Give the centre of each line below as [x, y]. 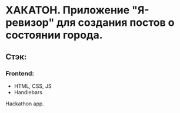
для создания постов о [115, 23]
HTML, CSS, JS [33, 86]
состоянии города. [54, 35]
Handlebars [28, 92]
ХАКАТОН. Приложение [68, 10]
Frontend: [20, 73]
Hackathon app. [25, 104]
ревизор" [30, 23]
